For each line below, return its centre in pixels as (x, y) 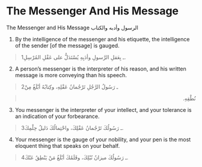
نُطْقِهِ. (189, 98)
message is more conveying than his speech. (71, 75)
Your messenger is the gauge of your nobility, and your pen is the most (103, 139)
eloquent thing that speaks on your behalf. (67, 145)
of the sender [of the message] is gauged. (67, 45)
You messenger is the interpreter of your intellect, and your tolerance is (103, 110)
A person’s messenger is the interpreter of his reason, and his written (100, 69)
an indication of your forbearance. (57, 116)
